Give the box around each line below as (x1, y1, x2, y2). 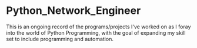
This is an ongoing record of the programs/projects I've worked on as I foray (6, 23, 191, 30)
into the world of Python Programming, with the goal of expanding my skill (6, 29, 186, 36)
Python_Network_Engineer (6, 4, 141, 17)
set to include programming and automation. (6, 35, 113, 42)
